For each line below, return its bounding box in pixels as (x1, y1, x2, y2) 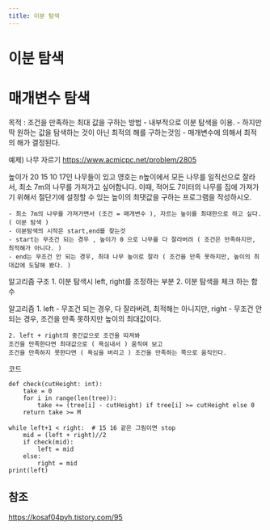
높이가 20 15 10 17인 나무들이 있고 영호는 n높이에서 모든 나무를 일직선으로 (8, 171, 241, 182)
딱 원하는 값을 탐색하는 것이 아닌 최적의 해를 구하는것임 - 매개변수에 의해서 (8, 127, 243, 137)
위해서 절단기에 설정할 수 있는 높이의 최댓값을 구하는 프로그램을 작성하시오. (16, 191, 252, 202)
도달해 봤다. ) (27, 261, 71, 269)
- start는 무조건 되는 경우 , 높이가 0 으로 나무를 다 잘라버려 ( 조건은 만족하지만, (8, 235, 256, 243)
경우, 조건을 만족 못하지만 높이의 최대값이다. (23, 313, 162, 323)
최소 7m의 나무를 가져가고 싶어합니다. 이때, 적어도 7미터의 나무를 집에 (19, 182, 238, 191)
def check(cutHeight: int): (8, 380, 103, 388)
